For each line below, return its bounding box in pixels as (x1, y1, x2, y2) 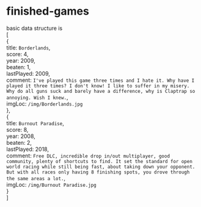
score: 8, (6, 126, 29, 133)
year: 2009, (6, 57, 35, 64)
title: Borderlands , (6, 44, 51, 51)
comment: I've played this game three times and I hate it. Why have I (6, 76, 195, 84)
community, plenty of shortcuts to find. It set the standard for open (6, 158, 192, 164)
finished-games (6, 4, 90, 18)
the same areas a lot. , (6, 174, 66, 181)
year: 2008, (6, 133, 35, 140)
